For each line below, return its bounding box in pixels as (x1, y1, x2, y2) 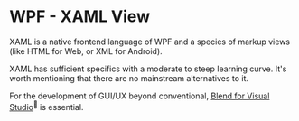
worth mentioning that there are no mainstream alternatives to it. (9, 72, 249, 83)
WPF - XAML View (9, 6, 151, 27)
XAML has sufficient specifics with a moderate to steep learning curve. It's (9, 63, 287, 74)
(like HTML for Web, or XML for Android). (9, 45, 163, 56)
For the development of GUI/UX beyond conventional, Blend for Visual (9, 90, 270, 101)
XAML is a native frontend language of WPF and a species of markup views (9, 36, 291, 47)
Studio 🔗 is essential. (9, 99, 84, 112)
